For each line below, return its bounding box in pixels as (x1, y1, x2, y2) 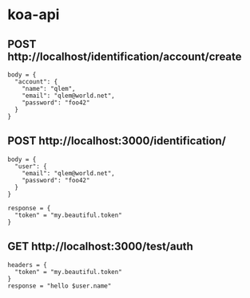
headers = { (7, 261, 47, 269)
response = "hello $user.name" (7, 281, 112, 290)
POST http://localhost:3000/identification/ (7, 134, 227, 148)
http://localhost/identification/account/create (7, 49, 242, 63)
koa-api (7, 6, 60, 24)
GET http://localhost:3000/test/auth (7, 240, 193, 253)
